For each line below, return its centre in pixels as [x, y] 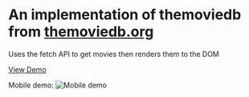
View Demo [27, 69]
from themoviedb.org [81, 32]
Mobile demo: [31, 85]
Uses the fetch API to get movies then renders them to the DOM [114, 54]
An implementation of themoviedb [125, 15]
